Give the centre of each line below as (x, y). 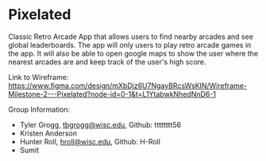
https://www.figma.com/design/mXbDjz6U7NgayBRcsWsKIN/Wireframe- (128, 86)
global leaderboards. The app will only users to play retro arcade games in (130, 44)
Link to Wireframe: (39, 77)
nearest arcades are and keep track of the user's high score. (107, 62)
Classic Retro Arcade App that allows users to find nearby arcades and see (131, 36)
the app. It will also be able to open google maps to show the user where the (133, 53)
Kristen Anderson (48, 133)
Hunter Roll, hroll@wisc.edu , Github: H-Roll (90, 141)
